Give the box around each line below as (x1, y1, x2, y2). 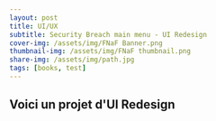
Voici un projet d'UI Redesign (9, 97, 175, 113)
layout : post (9, 13, 58, 23)
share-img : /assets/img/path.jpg (9, 55, 135, 64)
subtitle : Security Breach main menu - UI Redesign (9, 30, 207, 39)
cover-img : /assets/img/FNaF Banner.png (9, 38, 164, 48)
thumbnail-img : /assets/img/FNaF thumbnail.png (9, 47, 192, 56)
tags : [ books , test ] (9, 64, 87, 73)
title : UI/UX (9, 22, 58, 31)
